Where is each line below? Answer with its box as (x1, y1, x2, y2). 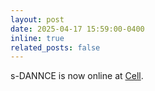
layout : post (10, 14, 65, 25)
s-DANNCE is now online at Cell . (10, 70, 144, 82)
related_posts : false (10, 42, 101, 53)
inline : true (10, 33, 65, 43)
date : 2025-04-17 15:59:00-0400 (10, 24, 145, 34)
